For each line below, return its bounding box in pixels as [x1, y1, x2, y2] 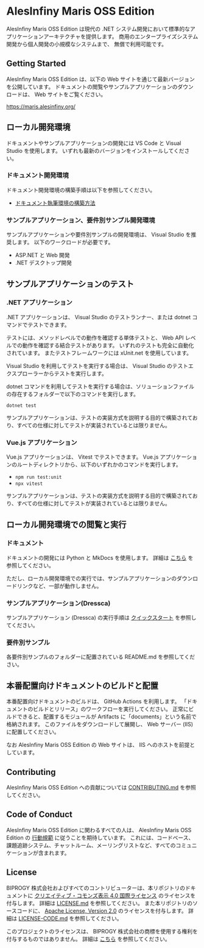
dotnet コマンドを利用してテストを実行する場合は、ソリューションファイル [6, 383, 195, 390]
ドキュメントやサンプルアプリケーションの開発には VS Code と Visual [6, 139, 181, 147]
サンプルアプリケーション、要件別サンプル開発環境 [6, 216, 155, 224]
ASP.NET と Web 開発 [15, 252, 70, 259]
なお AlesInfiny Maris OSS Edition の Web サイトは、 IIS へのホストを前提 [6, 741, 190, 749]
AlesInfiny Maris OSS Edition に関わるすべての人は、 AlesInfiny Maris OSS [6, 826, 192, 833]
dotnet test [6, 402, 37, 409]
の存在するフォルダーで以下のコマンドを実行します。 [6, 390, 139, 397]
